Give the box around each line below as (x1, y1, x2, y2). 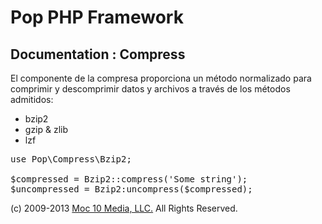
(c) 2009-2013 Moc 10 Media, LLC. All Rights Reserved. (10, 202, 238, 214)
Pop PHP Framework (10, 6, 184, 29)
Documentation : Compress (10, 46, 186, 63)
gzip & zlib (24, 124, 69, 135)
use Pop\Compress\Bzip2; (10, 154, 132, 165)
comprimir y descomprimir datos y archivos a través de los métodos (10, 83, 291, 95)
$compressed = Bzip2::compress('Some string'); (10, 174, 248, 185)
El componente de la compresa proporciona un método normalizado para (10, 72, 312, 84)
